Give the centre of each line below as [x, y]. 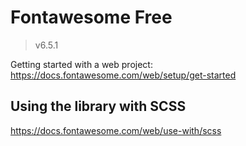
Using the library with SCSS [98, 106]
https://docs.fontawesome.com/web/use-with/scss [116, 130]
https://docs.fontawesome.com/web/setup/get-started [123, 75]
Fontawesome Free [91, 17]
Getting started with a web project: [81, 64]
